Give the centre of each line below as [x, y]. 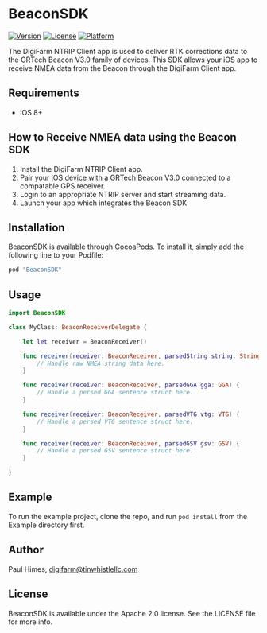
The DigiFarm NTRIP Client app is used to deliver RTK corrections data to [128, 51]
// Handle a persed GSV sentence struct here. [115, 451]
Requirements [44, 93]
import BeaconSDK [37, 313]
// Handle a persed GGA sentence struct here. [115, 393]
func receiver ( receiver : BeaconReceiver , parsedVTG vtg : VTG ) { [131, 414]
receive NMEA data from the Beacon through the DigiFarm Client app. [122, 68]
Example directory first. [46, 525]
